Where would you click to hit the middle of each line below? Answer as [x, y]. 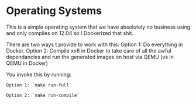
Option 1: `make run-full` [39, 85]
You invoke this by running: [39, 74]
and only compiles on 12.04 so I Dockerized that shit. [70, 33]
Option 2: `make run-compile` [43, 95]
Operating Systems [54, 11]
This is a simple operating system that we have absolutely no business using [98, 27]
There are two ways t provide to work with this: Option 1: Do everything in [94, 44]
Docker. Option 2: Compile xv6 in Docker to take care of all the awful [89, 50]
